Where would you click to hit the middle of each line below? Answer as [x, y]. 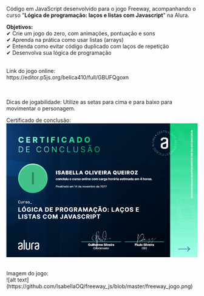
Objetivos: [20, 27]
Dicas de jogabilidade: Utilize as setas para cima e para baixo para [90, 102]
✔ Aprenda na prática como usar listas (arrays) [65, 40]
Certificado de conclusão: [39, 120]
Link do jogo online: [31, 71]
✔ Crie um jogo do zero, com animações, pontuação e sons [81, 33]
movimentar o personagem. [41, 108]
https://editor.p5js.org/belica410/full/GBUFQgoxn [68, 77]
